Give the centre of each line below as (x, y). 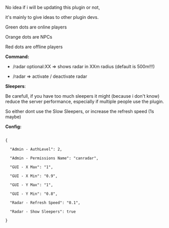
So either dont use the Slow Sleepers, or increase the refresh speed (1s (80, 111)
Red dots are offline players (34, 47)
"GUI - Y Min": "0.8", (34, 194)
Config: (13, 126)
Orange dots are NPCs (29, 37)
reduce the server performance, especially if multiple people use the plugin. (84, 102)
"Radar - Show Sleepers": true (43, 212)
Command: (17, 56)
